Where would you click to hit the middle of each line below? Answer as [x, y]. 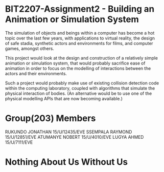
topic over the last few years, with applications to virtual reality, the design [80, 38]
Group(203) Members [51, 118]
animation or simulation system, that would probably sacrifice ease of [75, 63]
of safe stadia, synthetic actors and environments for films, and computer [79, 43]
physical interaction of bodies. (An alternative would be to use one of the [79, 93]
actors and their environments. [36, 73]
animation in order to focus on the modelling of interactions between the [78, 68]
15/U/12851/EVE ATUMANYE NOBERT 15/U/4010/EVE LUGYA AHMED [74, 137]
